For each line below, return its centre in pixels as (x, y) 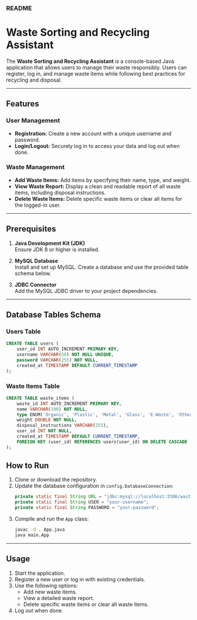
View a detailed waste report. (59, 598)
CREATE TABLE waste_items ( (40, 398)
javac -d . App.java (40, 530)
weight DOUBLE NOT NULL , (47, 420)
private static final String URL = (58, 497)
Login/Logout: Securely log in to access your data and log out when (97, 146)
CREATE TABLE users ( (33, 344)
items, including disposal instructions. (60, 193)
